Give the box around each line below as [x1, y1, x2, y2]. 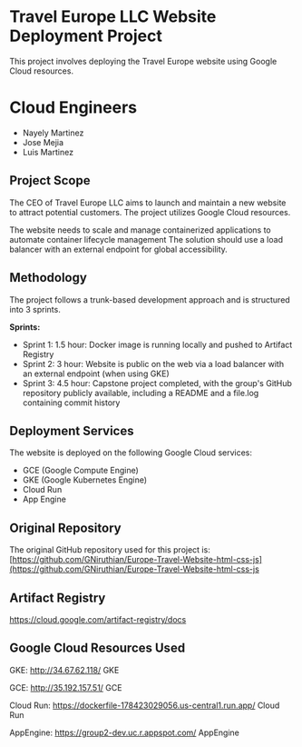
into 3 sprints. [9, 304, 61, 314]
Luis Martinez [22, 146, 74, 157]
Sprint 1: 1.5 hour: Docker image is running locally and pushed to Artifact [22, 339, 293, 350]
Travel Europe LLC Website [9, 6, 217, 27]
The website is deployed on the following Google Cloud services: [9, 447, 252, 458]
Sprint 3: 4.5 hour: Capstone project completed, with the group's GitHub [22, 377, 293, 388]
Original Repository [9, 520, 122, 535]
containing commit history [22, 397, 121, 408]
